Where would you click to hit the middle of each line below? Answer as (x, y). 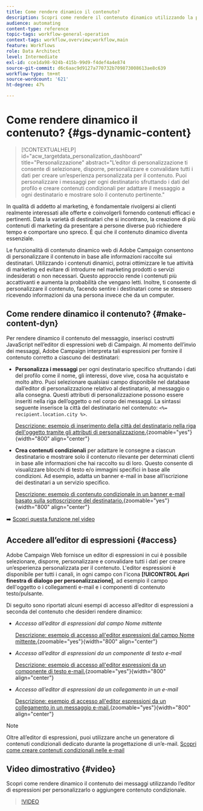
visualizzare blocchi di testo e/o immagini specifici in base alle (92, 470)
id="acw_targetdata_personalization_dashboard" (82, 156)
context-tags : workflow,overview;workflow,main (67, 40)
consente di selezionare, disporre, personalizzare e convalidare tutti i (107, 169)
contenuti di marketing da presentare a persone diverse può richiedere (94, 225)
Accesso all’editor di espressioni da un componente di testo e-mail (98, 653)
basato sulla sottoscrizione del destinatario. (69, 500)
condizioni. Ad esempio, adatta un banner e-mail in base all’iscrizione (101, 476)
